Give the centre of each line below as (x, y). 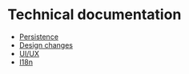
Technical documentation (94, 15)
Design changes (46, 45)
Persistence (39, 37)
